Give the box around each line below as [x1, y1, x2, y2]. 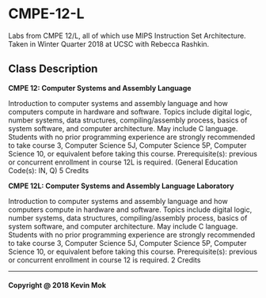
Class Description [8, 62, 98, 76]
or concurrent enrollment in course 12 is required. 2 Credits [8, 255, 201, 265]
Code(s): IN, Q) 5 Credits [8, 165, 89, 175]
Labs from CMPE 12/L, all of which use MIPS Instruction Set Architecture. [8, 31, 247, 40]
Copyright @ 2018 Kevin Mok [8, 281, 107, 290]
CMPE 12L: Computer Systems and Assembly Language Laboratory [8, 181, 234, 190]
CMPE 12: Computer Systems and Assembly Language [8, 83, 192, 92]
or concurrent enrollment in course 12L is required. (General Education [8, 157, 238, 167]
